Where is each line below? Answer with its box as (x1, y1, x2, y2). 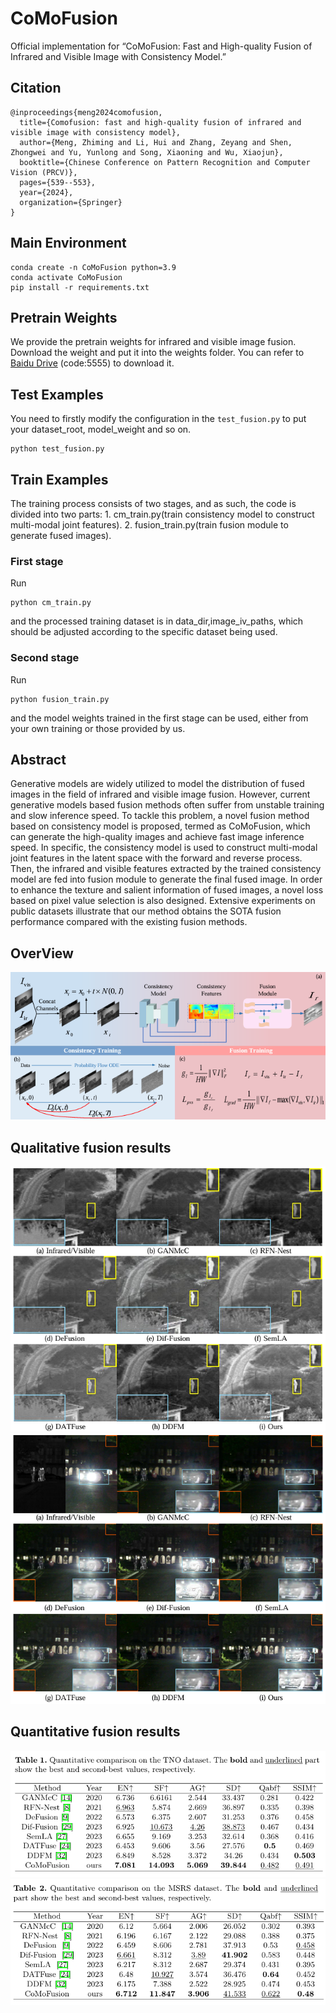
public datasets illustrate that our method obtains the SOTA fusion (10, 905, 282, 917)
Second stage (10, 651, 80, 665)
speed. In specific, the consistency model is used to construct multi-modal (10, 842, 318, 854)
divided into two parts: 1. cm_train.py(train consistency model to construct (10, 508, 315, 520)
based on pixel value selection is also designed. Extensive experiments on (10, 895, 316, 907)
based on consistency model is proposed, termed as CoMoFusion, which (10, 820, 311, 832)
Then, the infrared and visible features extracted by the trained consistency (10, 863, 322, 875)
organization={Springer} (19, 197, 123, 207)
